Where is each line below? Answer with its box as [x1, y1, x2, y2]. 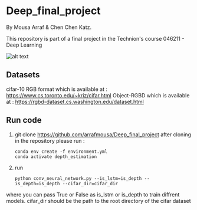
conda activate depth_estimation [14, 153, 97, 160]
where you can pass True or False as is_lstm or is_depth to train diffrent [6, 191, 180, 198]
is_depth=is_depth [14, 181, 60, 186]
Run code [6, 115, 42, 125]
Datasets [6, 70, 40, 80]
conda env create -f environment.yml [14, 149, 108, 155]
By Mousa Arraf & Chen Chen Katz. [6, 24, 92, 31]
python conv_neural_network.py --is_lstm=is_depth [14, 175, 142, 181]
